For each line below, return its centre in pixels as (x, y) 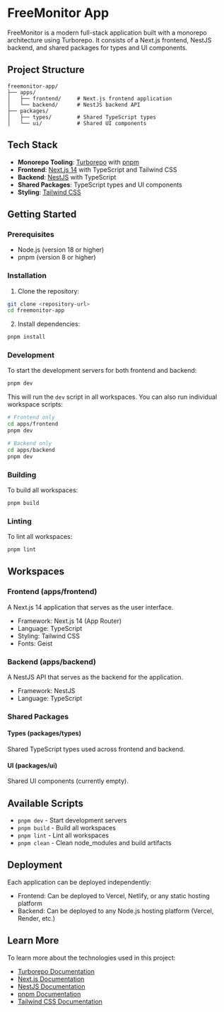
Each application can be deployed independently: (79, 882)
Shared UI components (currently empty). (68, 781)
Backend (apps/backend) (52, 661)
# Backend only (30, 443)
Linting (19, 521)
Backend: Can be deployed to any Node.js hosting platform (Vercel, (116, 911)
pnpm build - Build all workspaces (67, 828)
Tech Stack (33, 145)
